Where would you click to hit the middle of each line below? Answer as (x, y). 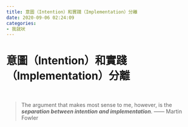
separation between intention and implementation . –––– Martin (102, 112)
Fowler (29, 118)
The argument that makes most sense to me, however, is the (96, 105)
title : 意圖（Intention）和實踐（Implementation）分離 (72, 12)
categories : (21, 23)
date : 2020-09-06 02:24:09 (40, 18)
